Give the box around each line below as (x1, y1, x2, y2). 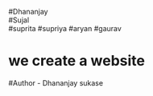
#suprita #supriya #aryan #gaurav (8, 24, 122, 33)
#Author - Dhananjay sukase (8, 78, 103, 87)
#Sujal (8, 15, 30, 25)
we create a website (8, 52, 145, 70)
